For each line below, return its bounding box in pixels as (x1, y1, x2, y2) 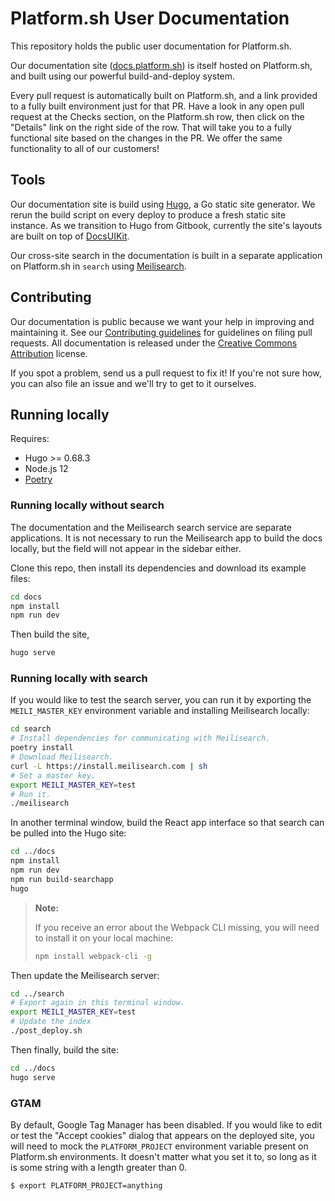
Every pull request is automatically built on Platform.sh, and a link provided (10, 89, 318, 101)
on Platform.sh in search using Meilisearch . (10, 260, 187, 272)
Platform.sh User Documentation (10, 7, 290, 30)
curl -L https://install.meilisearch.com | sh (10, 761, 208, 771)
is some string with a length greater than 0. (10, 1162, 188, 1174)
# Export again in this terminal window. (10, 998, 186, 1008)
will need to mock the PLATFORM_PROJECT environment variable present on (10, 1140, 309, 1152)
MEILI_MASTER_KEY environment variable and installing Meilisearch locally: (10, 705, 310, 717)
